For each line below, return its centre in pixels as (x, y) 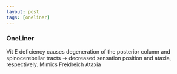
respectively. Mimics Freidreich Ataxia (54, 64)
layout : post (23, 12)
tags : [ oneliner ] (28, 17)
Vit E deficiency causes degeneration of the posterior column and (88, 51)
